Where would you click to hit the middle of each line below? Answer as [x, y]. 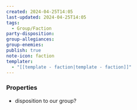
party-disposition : [30, 34]
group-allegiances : [30, 39]
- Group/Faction [32, 28]
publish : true [24, 51]
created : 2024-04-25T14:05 [40, 12]
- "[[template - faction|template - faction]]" [72, 67]
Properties [22, 88]
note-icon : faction [30, 56]
